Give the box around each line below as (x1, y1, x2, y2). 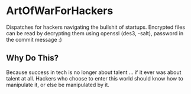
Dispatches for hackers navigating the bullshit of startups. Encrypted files (6, 23, 185, 31)
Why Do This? (6, 53, 59, 63)
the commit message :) (6, 36, 62, 43)
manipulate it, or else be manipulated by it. (6, 81, 109, 88)
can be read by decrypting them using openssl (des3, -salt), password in (6, 29, 184, 36)
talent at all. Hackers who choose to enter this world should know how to (6, 75, 183, 82)
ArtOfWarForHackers (6, 4, 114, 18)
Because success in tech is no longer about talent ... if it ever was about (6, 69, 182, 76)
